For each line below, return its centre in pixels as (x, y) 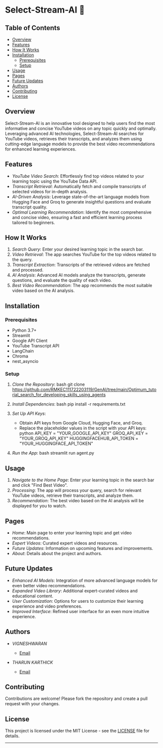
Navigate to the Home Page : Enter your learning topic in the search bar (83, 480)
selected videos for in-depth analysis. (50, 191)
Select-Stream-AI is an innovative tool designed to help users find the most (80, 123)
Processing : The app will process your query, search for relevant (77, 491)
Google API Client (30, 341)
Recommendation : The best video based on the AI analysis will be (78, 501)
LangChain (23, 351)
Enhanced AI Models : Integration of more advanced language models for (85, 580)
